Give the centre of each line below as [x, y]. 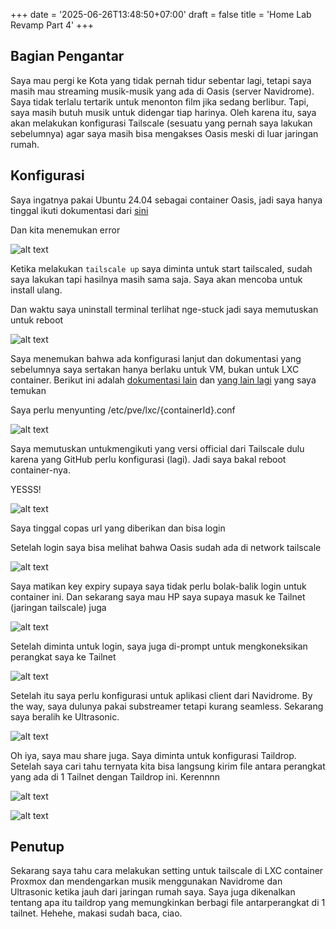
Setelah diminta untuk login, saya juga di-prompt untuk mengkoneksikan [159, 646]
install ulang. [36, 290]
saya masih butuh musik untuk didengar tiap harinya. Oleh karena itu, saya [163, 112]
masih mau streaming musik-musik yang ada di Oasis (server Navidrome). [162, 91]
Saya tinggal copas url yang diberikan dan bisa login [118, 528]
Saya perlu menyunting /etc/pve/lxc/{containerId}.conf [123, 410]
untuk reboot [37, 320]
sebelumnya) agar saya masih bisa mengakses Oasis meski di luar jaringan [164, 133]
